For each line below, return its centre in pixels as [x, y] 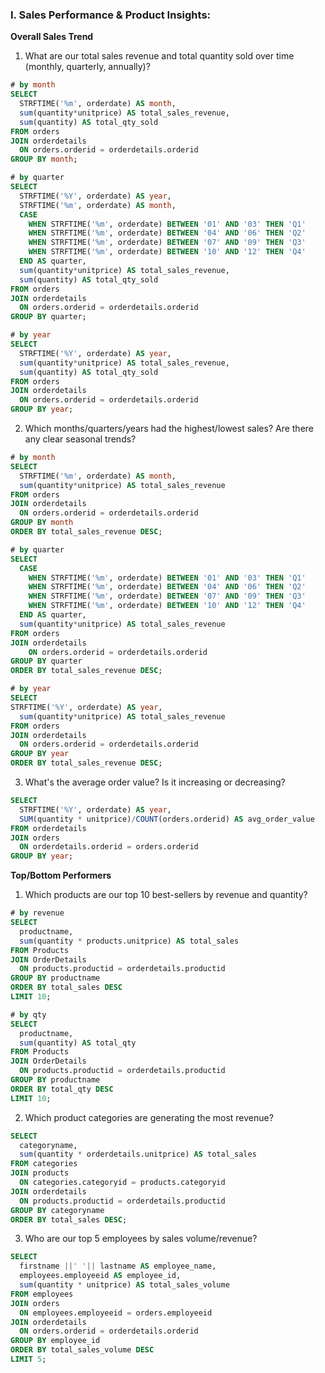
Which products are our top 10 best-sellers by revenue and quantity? [166, 895]
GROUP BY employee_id [55, 1341]
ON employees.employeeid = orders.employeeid [116, 1313]
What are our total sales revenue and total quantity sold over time [159, 56]
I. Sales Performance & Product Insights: [111, 15]
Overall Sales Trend [52, 37]
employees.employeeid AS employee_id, [100, 1276]
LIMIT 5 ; [28, 1359]
